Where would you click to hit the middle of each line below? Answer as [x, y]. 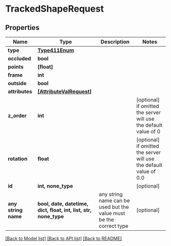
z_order [17, 116]
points [16, 67]
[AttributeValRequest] [65, 92]
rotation [18, 159]
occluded [20, 59]
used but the [114, 207]
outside [17, 83]
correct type [113, 226]
